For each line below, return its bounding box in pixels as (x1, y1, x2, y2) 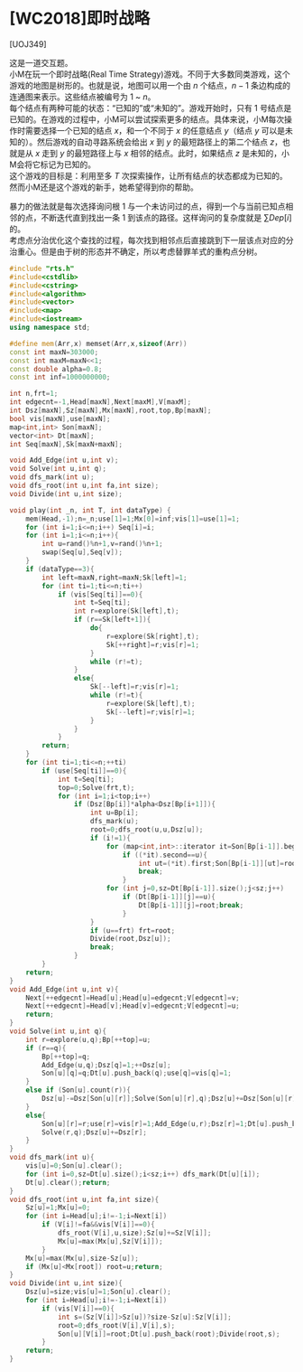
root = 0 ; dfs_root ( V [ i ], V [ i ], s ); (57, 1320, 176, 1330)
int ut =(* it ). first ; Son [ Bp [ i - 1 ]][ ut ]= (138, 859, 284, 868)
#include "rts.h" (9, 264, 75, 273)
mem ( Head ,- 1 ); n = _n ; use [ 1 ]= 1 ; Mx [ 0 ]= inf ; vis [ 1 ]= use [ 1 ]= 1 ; (25, 514, 241, 523)
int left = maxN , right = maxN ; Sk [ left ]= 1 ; (41, 573, 188, 582)
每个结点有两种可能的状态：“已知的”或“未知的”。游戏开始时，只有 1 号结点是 (9, 102, 292, 113)
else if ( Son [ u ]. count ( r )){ (25, 1085, 131, 1095)
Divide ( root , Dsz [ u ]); (89, 935, 171, 944)
